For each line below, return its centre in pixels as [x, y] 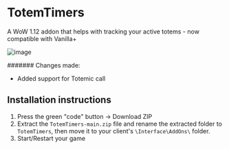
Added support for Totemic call [61, 78]
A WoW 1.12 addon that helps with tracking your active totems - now [103, 31]
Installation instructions [59, 100]
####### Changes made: [44, 65]
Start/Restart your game [51, 138]
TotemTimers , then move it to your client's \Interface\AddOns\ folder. [113, 131]
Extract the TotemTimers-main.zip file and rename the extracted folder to [119, 124]
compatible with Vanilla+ [42, 38]
